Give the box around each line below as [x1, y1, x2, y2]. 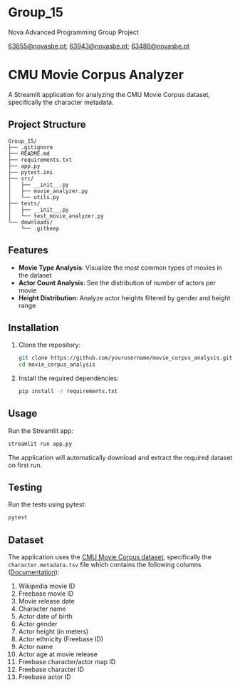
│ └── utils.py [8, 193, 60, 200]
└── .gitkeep [21, 225, 60, 232]
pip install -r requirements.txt [18, 388, 118, 395]
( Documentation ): [8, 568, 60, 576]
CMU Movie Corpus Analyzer [8, 67, 184, 83]
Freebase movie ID [18, 589, 74, 598]
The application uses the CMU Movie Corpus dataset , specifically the [8, 553, 212, 561]
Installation [8, 322, 59, 334]
